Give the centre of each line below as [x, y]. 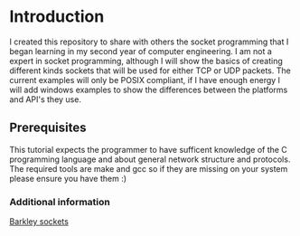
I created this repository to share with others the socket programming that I [149, 42]
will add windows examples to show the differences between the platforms [149, 90]
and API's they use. [45, 99]
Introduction [57, 17]
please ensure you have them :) [68, 178]
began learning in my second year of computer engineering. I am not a [141, 51]
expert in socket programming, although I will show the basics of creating [146, 61]
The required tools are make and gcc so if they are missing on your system [149, 168]
